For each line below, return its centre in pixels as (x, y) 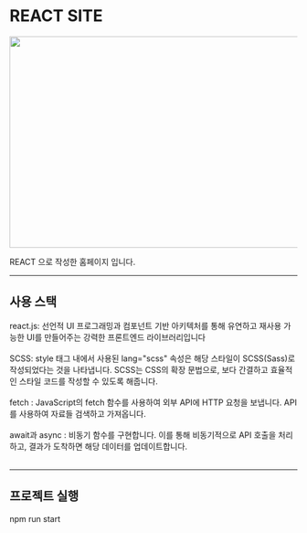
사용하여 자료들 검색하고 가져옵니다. (82, 413)
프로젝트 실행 (44, 496)
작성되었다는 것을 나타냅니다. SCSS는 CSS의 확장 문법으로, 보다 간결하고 (139, 369)
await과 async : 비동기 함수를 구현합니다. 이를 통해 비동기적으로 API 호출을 (143, 434)
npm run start (35, 518)
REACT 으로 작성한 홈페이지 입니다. (73, 261)
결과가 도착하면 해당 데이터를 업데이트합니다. (108, 446)
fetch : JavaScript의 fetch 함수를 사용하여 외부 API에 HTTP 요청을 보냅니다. (146, 402)
